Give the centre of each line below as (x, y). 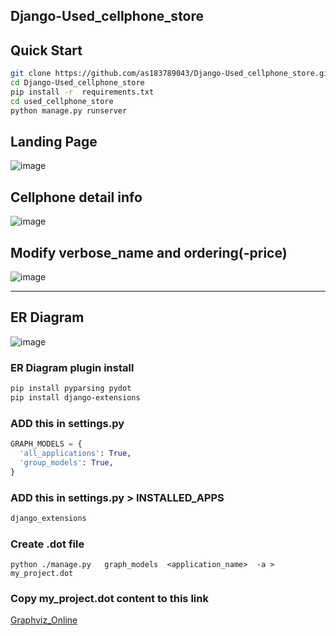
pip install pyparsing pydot (71, 389)
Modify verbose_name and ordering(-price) (149, 252)
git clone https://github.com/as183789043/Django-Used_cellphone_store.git (171, 74)
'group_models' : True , (66, 462)
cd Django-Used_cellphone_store (77, 83)
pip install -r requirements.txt (82, 92)
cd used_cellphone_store (62, 101)
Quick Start (46, 50)
